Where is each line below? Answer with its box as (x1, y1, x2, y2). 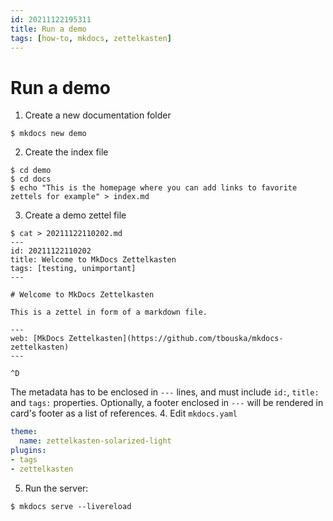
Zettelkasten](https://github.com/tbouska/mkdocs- (68, 334, 284, 344)
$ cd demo (10, 166, 52, 176)
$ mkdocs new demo (10, 129, 87, 139)
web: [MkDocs (10, 334, 65, 344)
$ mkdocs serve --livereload (10, 501, 132, 511)
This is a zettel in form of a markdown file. (10, 307, 208, 318)
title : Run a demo (10, 24, 87, 34)
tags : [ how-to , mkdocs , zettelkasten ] (10, 33, 172, 43)
